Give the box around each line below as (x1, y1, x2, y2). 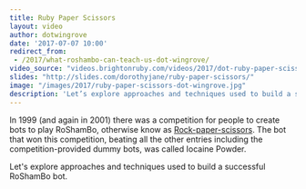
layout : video (9, 22, 64, 31)
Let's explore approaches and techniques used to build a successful (9, 161, 266, 172)
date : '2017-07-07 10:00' (9, 38, 107, 48)
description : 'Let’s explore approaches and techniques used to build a (9, 89, 291, 98)
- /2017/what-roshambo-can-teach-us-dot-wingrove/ (13, 55, 209, 65)
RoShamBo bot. (9, 170, 68, 182)
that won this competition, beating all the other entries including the (9, 134, 263, 144)
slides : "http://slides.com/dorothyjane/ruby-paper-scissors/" (9, 73, 255, 82)
